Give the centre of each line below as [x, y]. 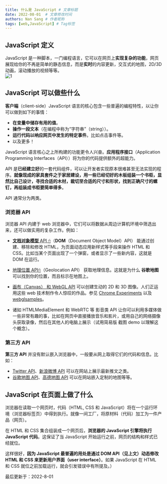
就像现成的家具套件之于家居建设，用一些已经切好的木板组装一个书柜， [86, 175]
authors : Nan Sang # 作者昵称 [35, 19]
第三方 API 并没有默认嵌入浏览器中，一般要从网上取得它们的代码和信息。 [80, 355]
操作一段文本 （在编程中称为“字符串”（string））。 [61, 129]
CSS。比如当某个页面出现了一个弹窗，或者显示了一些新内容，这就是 [82, 253]
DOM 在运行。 [27, 259]
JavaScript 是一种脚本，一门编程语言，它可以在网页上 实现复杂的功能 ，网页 [82, 58]
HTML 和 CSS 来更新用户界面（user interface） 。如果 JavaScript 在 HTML [81, 460]
